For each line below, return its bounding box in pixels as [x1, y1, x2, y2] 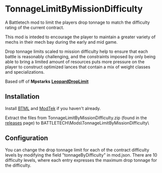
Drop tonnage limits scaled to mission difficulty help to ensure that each [5, 48, 148, 54]
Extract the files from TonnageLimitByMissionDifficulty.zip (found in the [5, 115, 147, 121]
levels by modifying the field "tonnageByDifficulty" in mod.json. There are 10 [5, 152, 158, 158]
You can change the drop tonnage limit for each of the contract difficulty [5, 147, 149, 153]
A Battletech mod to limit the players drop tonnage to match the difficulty [5, 19, 150, 25]
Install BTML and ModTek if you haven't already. [5, 105, 101, 111]
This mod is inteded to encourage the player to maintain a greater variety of [5, 34, 156, 40]
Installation [5, 93, 40, 101]
